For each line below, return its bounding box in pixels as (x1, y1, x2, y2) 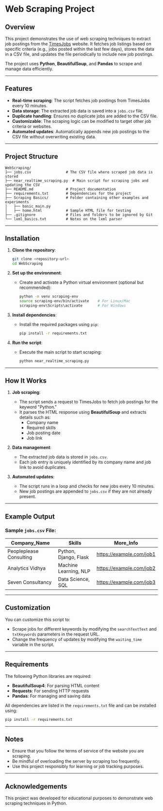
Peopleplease (7, 548, 39, 555)
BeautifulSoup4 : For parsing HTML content (12, 682, 99, 688)
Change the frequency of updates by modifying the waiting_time (12, 636, 142, 642)
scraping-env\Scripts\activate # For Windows (19, 303, 126, 308)
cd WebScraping (12, 261, 43, 266)
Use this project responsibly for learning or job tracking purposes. (12, 764, 144, 770)
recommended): (19, 285, 52, 290)
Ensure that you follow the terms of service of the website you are (12, 748, 144, 754)
